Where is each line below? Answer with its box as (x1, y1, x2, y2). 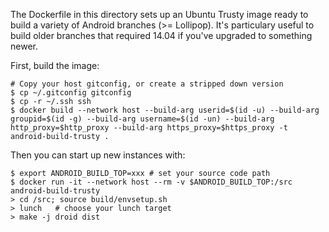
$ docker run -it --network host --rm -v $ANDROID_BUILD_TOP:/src (10, 177, 293, 187)
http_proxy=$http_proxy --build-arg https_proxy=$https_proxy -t (10, 123, 288, 133)
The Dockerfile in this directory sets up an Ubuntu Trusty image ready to (10, 9, 309, 20)
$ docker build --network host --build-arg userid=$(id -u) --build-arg (10, 105, 320, 115)
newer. (10, 40, 38, 52)
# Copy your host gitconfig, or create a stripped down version (10, 79, 284, 89)
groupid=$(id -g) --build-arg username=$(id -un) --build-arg (10, 114, 275, 124)
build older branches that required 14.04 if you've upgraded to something (10, 30, 313, 41)
